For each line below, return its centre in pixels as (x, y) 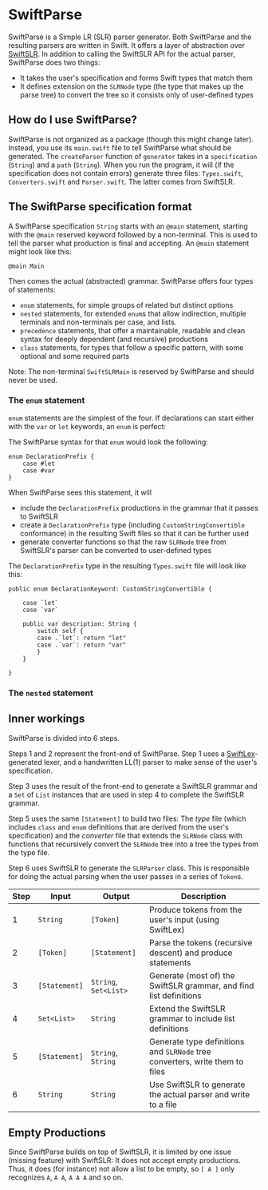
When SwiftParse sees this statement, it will (80, 492)
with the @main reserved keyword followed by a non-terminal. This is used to (133, 234)
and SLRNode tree (180, 1051)
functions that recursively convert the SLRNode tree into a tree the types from (134, 844)
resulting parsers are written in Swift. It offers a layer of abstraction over (127, 45)
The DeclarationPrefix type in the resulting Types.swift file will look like (127, 566)
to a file (163, 1104)
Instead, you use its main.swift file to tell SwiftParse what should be (120, 147)
